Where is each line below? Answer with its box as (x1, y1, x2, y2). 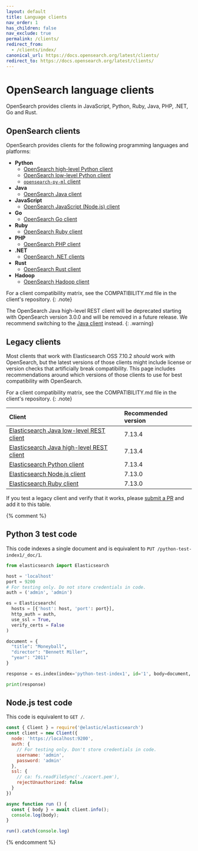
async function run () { (6, 801, 67, 807)
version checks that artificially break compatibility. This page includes (6, 365, 176, 372)
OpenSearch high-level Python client (23, 165, 113, 173)
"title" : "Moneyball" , (11, 644, 67, 650)
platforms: (6, 148, 31, 155)
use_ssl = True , (11, 617, 51, 622)
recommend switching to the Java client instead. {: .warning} (6, 320, 154, 327)
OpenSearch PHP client (23, 241, 81, 248)
